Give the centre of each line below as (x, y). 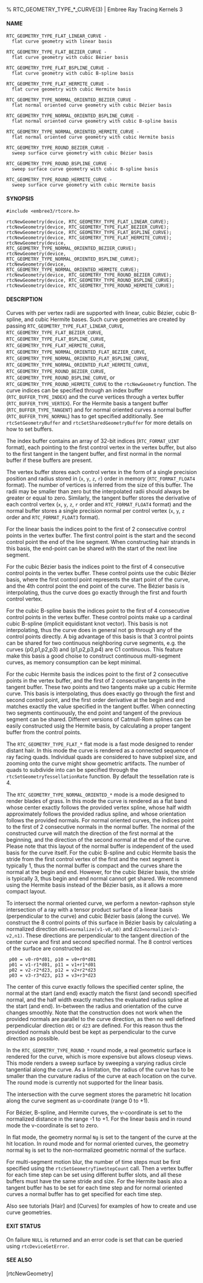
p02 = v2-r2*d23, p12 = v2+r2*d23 (52, 970)
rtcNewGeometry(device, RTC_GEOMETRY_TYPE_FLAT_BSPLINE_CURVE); (89, 233)
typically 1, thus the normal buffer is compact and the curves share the (95, 865)
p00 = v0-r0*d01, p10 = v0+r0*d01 (52, 959)
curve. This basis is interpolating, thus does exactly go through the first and (101, 693)
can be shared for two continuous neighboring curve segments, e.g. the (96, 643)
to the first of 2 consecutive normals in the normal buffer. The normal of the (101, 827)
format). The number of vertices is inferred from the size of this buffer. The (100, 485)
